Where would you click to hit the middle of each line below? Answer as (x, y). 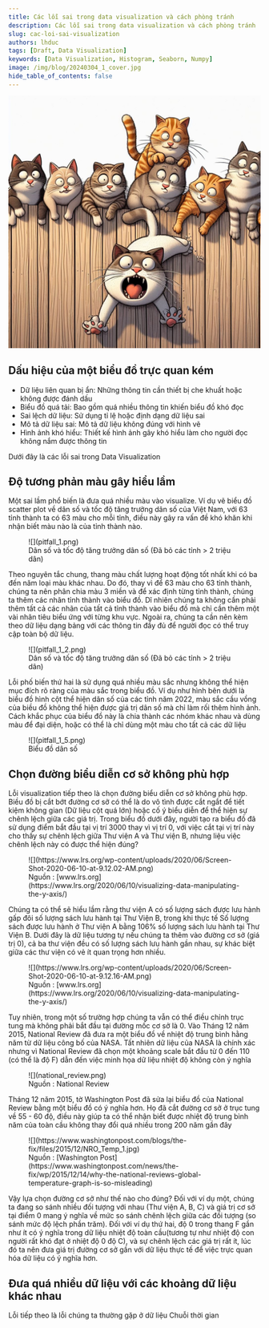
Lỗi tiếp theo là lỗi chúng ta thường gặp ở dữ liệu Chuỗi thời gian (114, 1315)
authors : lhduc (34, 42)
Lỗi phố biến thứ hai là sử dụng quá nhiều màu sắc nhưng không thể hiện (128, 682)
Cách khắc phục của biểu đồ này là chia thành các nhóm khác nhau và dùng (134, 716)
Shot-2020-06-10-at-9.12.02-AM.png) (91, 869)
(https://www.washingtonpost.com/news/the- (104, 1166)
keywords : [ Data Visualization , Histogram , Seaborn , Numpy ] (111, 59)
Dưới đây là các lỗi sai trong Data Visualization (84, 456)
